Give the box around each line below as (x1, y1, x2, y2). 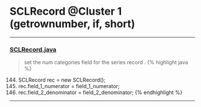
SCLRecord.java (9, 45, 56, 53)
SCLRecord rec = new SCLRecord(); (18, 76, 106, 83)
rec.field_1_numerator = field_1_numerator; (18, 83, 120, 90)
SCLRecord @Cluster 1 (9, 5, 122, 18)
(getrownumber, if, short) (9, 17, 136, 31)
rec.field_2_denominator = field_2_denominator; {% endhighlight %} (18, 89, 183, 96)
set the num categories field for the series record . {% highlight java (24, 59, 189, 66)
